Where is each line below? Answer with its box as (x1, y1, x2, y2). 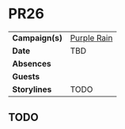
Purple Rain (70, 32, 113, 44)
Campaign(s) (12, 32, 63, 44)
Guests (12, 70, 40, 82)
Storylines (12, 84, 52, 95)
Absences (12, 58, 51, 69)
